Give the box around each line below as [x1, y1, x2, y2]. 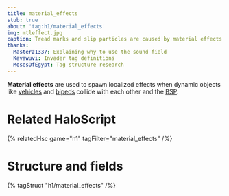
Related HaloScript [7, 111, 117, 127]
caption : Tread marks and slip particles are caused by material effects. [7, 36, 226, 43]
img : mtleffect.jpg [7, 29, 63, 36]
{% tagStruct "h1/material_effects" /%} [7, 181, 117, 189]
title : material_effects [7, 10, 78, 17]
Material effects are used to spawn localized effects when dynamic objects [7, 80, 221, 88]
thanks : [7, 42, 29, 49]
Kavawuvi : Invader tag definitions [13, 55, 115, 62]
